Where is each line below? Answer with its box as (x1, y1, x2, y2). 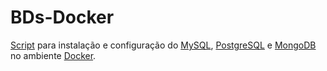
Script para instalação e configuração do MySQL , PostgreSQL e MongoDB (10, 39, 317, 51)
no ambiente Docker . (10, 49, 97, 61)
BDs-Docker (10, 6, 115, 29)
